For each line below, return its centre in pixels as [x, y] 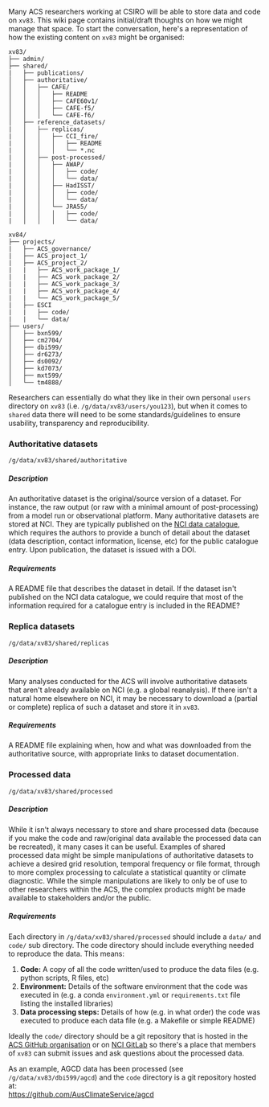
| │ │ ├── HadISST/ [51, 186]
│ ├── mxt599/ [35, 375]
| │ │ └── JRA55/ [48, 207]
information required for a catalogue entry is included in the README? [124, 605]
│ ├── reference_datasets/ [57, 122]
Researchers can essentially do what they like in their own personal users [130, 398]
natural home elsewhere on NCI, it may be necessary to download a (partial [133, 698]
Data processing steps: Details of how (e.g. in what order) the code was [140, 1011]
